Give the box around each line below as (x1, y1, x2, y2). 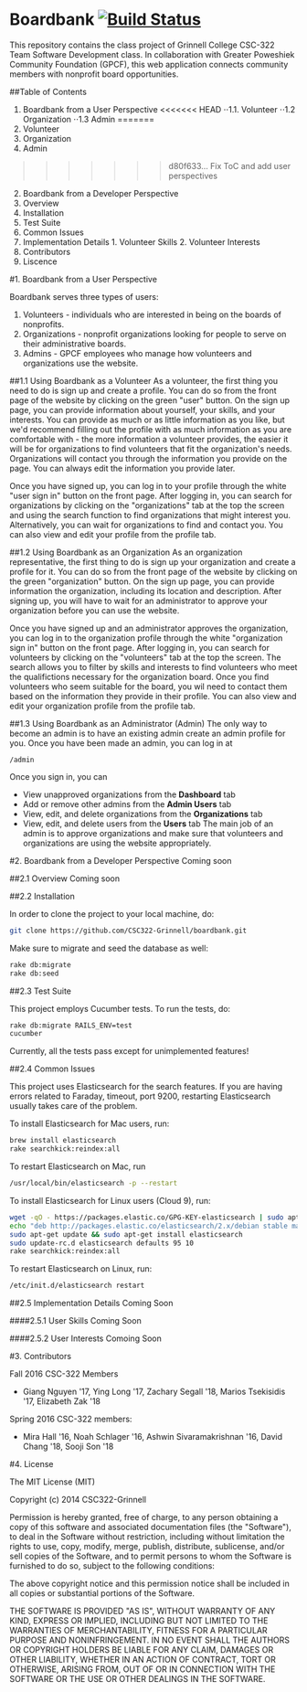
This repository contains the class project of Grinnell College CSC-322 (9, 39, 276, 50)
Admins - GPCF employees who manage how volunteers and (22, 347, 253, 358)
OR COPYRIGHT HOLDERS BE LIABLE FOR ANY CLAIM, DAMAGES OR (9, 1644, 274, 1655)
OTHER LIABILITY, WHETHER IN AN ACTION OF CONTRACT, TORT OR (9, 1655, 276, 1665)
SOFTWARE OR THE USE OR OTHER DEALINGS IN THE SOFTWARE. (9, 1674, 266, 1685)
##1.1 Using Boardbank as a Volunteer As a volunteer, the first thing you (9, 375, 279, 386)
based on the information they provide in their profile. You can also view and (9, 690, 297, 701)
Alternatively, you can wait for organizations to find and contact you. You (9, 519, 283, 530)
